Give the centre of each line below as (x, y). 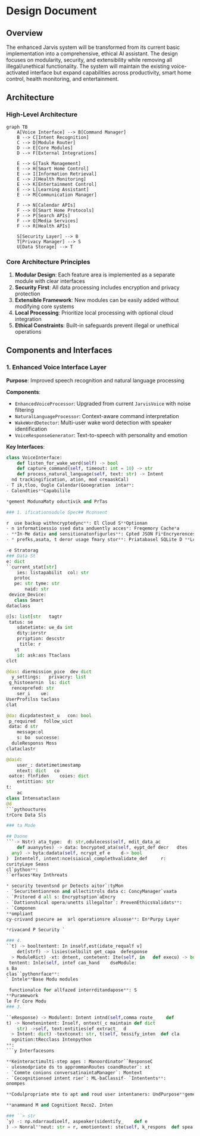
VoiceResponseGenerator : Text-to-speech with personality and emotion (101, 435)
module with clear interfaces (50, 281)
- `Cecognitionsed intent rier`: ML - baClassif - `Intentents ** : (86, 1078)
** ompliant (20, 914)
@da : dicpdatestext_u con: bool (49, 715)
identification (31, 429)
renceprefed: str (33, 688)
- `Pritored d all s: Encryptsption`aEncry (61, 897)
